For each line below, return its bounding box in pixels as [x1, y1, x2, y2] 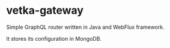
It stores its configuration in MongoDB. [6, 35, 102, 42]
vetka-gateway [6, 4, 84, 17]
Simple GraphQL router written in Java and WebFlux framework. [6, 23, 165, 31]
